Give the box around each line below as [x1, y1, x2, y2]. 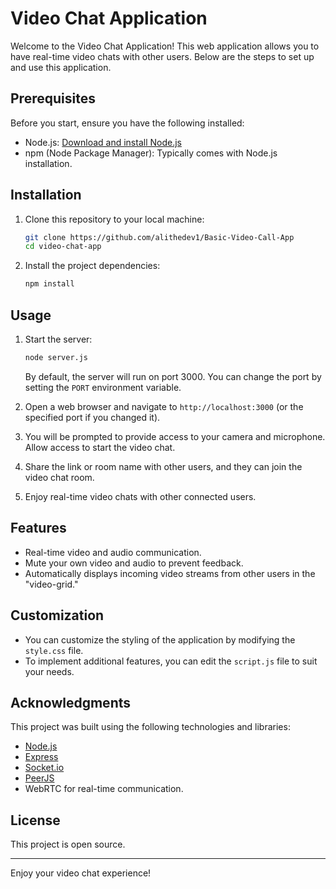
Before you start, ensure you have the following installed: [10, 117, 245, 129]
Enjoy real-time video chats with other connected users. [24, 490, 257, 502]
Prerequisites [10, 90, 96, 107]
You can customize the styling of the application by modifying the [24, 633, 296, 646]
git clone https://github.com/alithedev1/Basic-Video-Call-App [24, 232, 295, 242]
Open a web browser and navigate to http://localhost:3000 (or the [24, 400, 304, 412]
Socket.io [24, 762, 65, 774]
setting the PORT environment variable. [24, 381, 182, 393]
